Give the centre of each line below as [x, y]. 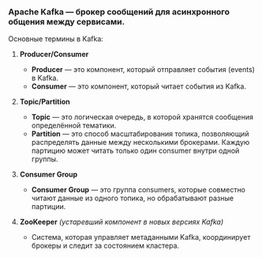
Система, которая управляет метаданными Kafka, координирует [141, 237]
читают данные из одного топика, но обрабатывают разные [133, 198]
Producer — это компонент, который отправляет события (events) [143, 70]
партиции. [49, 207]
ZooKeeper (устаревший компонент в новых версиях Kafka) [121, 222]
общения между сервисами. [67, 21]
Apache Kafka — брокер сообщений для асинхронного [119, 12]
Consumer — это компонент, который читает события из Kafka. [139, 86]
